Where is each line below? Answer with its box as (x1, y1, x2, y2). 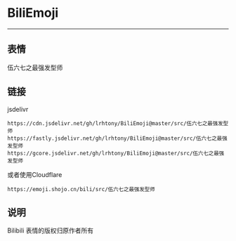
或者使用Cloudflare (7, 170, 63, 178)
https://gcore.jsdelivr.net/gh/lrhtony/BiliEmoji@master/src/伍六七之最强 (7, 150, 225, 157)
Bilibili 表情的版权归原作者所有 (7, 226, 94, 235)
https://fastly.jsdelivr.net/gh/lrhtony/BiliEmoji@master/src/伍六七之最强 (7, 135, 228, 142)
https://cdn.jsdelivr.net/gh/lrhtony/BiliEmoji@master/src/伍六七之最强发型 (7, 119, 229, 127)
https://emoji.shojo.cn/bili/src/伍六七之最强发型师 (7, 185, 156, 193)
